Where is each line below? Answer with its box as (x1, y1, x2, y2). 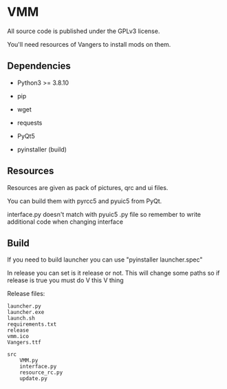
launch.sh (7, 315, 36, 322)
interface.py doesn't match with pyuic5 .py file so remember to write (7, 210, 202, 218)
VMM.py (19, 357, 39, 364)
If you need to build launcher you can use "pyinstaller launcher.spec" (7, 255, 203, 264)
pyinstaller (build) (17, 145, 67, 154)
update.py (19, 375, 48, 382)
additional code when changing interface (7, 218, 124, 226)
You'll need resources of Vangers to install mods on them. (7, 40, 171, 48)
